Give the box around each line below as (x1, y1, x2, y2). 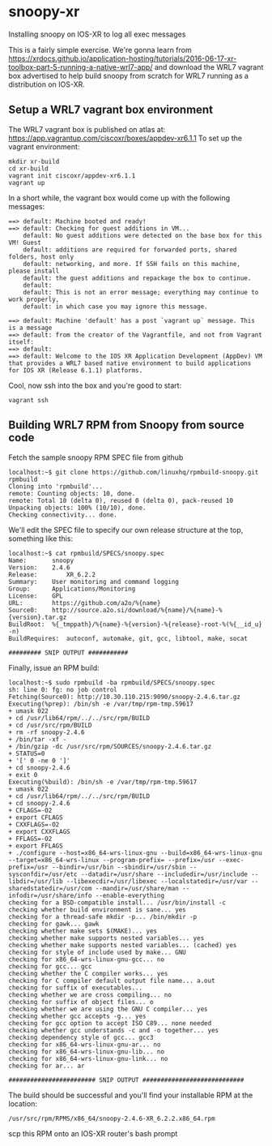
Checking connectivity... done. (8, 510, 117, 519)
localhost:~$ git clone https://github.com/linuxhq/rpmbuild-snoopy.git (8, 468, 259, 476)
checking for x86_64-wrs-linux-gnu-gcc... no (8, 955, 164, 964)
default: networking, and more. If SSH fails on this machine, (23, 260, 241, 268)
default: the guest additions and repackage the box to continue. (23, 274, 252, 282)
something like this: (8, 534, 74, 543)
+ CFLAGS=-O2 (8, 806, 53, 814)
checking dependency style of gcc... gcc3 (8, 1033, 154, 1041)
